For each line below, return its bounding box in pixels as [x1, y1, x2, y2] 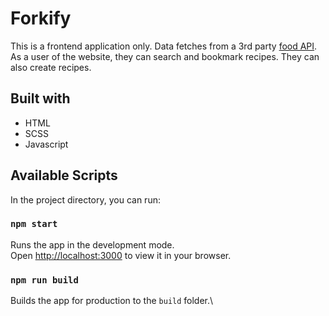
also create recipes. [10, 61, 92, 73]
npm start [10, 218, 58, 230]
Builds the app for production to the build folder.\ [10, 295, 214, 307]
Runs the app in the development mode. [10, 238, 175, 251]
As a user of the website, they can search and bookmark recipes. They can [10, 50, 320, 62]
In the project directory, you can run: [10, 193, 161, 206]
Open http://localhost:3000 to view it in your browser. [10, 249, 232, 261]
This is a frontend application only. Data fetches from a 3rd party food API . [10, 40, 318, 52]
